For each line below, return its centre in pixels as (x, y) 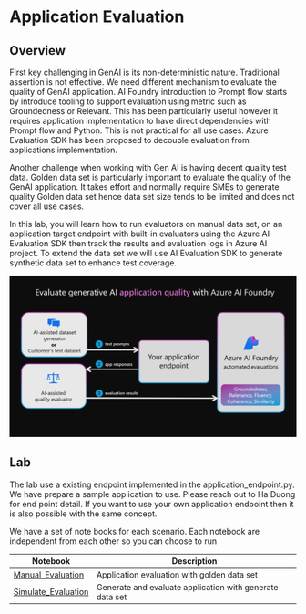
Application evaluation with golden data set (177, 574)
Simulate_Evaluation (51, 592)
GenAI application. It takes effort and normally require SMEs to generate (144, 187)
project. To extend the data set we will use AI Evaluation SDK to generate (146, 253)
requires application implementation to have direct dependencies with (140, 121)
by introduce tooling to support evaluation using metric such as (128, 101)
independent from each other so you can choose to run (113, 541)
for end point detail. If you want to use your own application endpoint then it (152, 504)
